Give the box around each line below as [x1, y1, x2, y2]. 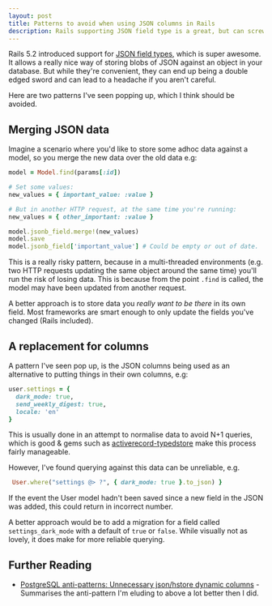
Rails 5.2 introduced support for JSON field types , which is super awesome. [8, 49, 261, 59]
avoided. [8, 99, 38, 109]
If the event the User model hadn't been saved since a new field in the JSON [8, 493, 264, 503]
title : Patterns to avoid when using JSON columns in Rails [8, 19, 216, 28]
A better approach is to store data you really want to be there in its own [8, 299, 246, 309]
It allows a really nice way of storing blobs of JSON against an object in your [8, 58, 263, 67]
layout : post [8, 11, 53, 20]
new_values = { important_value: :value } [8, 190, 154, 198]
